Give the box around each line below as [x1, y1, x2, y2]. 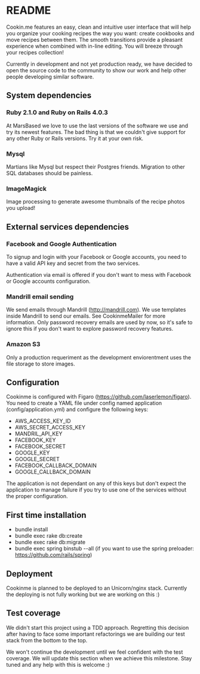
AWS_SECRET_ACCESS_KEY [14, 424, 85, 431]
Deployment [6, 569, 53, 579]
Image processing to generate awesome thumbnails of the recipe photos [6, 198, 185, 205]
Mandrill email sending [6, 292, 74, 301]
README [6, 4, 51, 17]
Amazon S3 [6, 340, 41, 349]
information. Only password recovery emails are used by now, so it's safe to [6, 319, 193, 326]
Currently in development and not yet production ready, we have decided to [6, 60, 193, 68]
